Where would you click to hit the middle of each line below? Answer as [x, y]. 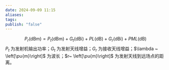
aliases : [15, 15]
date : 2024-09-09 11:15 [31, 10]
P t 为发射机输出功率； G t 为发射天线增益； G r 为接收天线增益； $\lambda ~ [82, 49]
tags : [11, 19]
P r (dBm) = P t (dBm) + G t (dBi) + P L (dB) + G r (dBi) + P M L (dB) [86, 40]
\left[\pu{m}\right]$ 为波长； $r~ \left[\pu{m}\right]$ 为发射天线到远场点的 [82, 56]
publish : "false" [24, 24]
